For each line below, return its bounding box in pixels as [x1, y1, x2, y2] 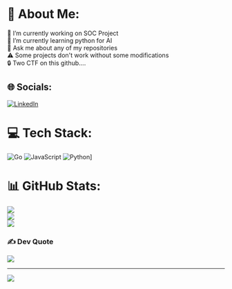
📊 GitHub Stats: [7, 178, 101, 194]
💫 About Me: [7, 6, 80, 22]
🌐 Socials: [7, 81, 52, 93]
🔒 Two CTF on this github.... [7, 59, 86, 67]
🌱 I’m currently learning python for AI [7, 36, 113, 44]
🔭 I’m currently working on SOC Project [7, 29, 119, 37]
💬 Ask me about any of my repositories [7, 43, 118, 52]
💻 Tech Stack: [7, 125, 93, 141]
